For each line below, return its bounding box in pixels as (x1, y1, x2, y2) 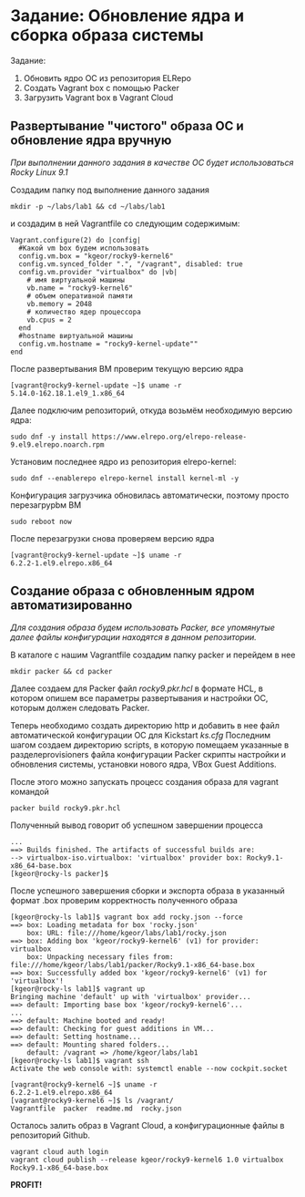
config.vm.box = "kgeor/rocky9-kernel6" (18, 252, 174, 261)
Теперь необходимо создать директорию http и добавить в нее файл (10, 719, 280, 730)
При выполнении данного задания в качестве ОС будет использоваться (10, 157, 294, 168)
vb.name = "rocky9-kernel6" (26, 284, 133, 293)
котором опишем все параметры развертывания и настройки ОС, (10, 692, 269, 703)
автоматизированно (10, 598, 133, 614)
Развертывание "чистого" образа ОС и (10, 119, 244, 134)
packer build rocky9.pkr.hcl (10, 803, 121, 812)
